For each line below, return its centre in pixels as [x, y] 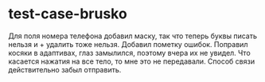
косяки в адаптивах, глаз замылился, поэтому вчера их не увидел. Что [129, 53]
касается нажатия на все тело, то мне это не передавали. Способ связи [132, 61]
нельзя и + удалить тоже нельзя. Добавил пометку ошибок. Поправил [128, 44]
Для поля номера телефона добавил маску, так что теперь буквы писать [132, 36]
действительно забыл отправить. [65, 69]
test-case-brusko [68, 14]
